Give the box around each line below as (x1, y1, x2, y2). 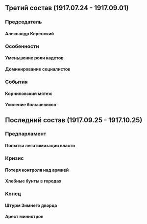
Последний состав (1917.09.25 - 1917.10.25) (5, 116, 143, 124)
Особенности (5, 43, 39, 49)
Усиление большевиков (5, 102, 56, 108)
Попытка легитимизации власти (5, 143, 75, 149)
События (5, 78, 28, 85)
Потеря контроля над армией (5, 167, 69, 173)
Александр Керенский (5, 30, 54, 36)
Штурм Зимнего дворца (5, 202, 57, 208)
